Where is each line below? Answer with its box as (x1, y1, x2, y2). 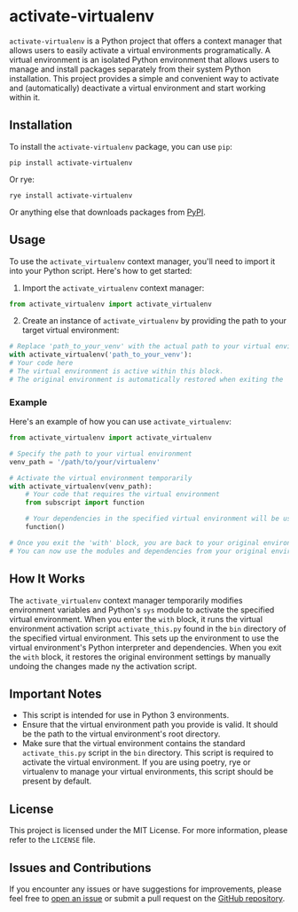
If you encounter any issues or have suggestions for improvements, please (9, 884, 282, 894)
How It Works (9, 572, 86, 587)
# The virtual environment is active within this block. (9, 367, 224, 376)
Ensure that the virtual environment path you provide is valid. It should (21, 720, 278, 730)
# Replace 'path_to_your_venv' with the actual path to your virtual (9, 342, 272, 351)
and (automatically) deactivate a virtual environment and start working (9, 82, 266, 93)
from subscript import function (25, 498, 145, 507)
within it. (9, 91, 41, 103)
